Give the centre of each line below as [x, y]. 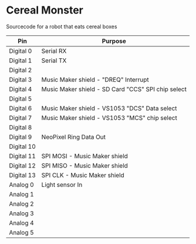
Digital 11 [23, 156]
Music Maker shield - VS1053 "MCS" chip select [109, 118]
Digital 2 [21, 70]
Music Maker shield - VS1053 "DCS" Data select [109, 108]
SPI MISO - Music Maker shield [85, 165]
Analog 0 [21, 185]
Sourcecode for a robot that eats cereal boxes [62, 26]
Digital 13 [23, 175]
